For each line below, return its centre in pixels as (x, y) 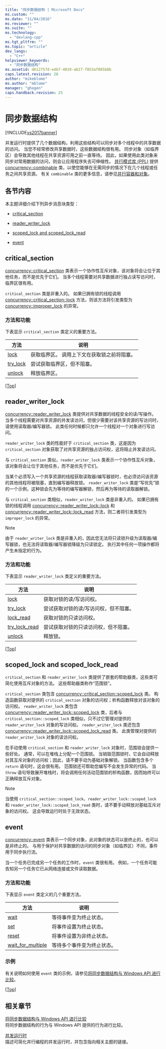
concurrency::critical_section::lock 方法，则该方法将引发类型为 (69, 300)
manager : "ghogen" (24, 88)
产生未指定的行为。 (25, 551)
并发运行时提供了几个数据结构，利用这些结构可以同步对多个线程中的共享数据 (83, 143)
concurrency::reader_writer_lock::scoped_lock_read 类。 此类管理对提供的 (81, 731)
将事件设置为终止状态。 (79, 927)
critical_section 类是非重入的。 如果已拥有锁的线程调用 (63, 293)
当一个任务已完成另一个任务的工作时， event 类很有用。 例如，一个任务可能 (81, 862)
